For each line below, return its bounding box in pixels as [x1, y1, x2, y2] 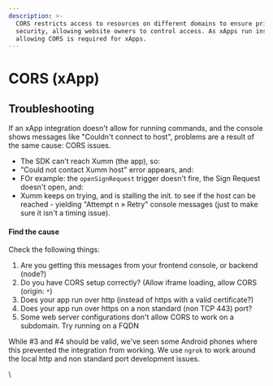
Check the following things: [8, 245, 100, 254]
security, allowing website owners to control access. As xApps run [15, 27, 253, 35]
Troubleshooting [8, 102, 95, 115]
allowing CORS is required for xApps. [15, 34, 148, 43]
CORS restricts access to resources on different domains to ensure [15, 20, 253, 28]
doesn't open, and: [19, 182, 84, 192]
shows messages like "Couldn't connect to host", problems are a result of [8, 132, 254, 142]
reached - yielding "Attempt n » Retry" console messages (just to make [19, 200, 258, 210]
